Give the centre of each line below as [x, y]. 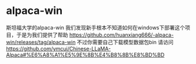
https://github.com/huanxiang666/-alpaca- [122, 35]
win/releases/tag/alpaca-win [41, 42]
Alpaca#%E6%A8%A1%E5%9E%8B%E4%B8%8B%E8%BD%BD [85, 55]
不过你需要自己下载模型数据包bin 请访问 [125, 42]
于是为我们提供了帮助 [42, 35]
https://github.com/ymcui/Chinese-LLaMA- [59, 48]
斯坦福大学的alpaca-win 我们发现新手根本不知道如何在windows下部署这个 [96, 27]
